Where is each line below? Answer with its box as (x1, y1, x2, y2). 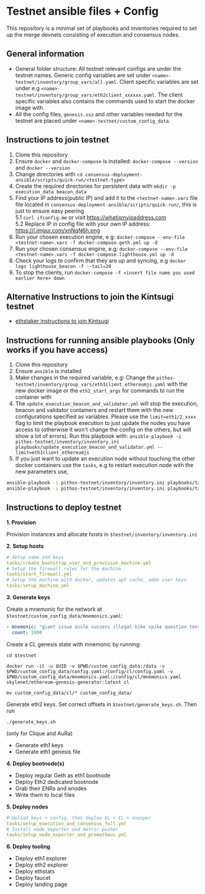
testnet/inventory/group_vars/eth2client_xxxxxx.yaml (15, 92, 155, 98)
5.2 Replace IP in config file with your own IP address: (15, 220, 151, 227)
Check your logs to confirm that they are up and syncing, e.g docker (15, 257, 186, 264)
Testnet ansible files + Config (6, 4, 159, 18)
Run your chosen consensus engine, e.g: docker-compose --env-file (15, 245, 188, 252)
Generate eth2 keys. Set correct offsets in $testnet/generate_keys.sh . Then (6, 700, 197, 707)
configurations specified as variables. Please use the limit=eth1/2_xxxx (15, 413, 196, 420)
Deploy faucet (15, 874, 51, 882)
